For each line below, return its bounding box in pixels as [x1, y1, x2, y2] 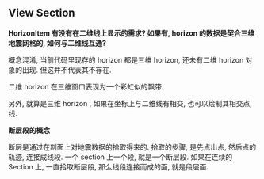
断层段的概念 [8, 125, 50, 135]
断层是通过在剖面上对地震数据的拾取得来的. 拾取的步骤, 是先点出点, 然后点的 [8, 142, 256, 151]
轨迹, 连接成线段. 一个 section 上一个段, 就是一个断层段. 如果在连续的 [8, 152, 232, 162]
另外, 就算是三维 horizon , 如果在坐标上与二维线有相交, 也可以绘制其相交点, [8, 98, 252, 108]
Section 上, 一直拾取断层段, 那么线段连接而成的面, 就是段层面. [8, 162, 209, 171]
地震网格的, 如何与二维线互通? [8, 38, 107, 48]
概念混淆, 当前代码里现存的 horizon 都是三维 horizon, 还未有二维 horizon [8, 55, 244, 64]
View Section [8, 6, 75, 20]
